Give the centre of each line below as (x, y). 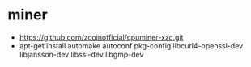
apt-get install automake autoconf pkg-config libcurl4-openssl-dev (131, 45)
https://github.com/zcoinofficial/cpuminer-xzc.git (101, 37)
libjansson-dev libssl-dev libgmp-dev (81, 54)
